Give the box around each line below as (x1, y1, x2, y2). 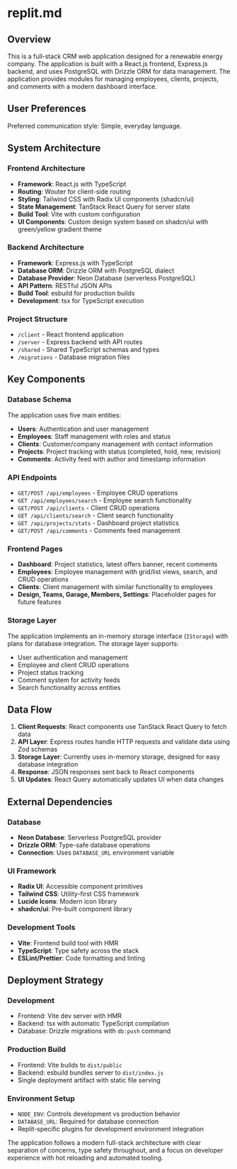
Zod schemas (17, 745, 58, 754)
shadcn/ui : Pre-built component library (17, 905, 132, 913)
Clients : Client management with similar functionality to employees (17, 583, 214, 591)
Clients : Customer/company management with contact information (17, 439, 214, 448)
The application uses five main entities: (7, 410, 122, 419)
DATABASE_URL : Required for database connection (17, 1117, 159, 1126)
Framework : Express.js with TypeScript (17, 258, 133, 267)
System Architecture (7, 142, 101, 154)
